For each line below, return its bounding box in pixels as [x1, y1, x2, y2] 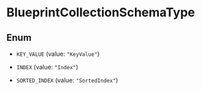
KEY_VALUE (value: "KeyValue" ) [16, 50, 100, 58]
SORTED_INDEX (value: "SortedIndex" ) [16, 76, 118, 84]
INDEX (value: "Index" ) [16, 63, 79, 71]
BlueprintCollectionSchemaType [6, 5, 196, 20]
